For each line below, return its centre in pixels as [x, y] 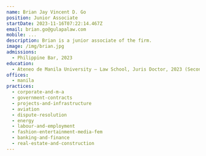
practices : [20, 87]
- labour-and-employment [44, 127]
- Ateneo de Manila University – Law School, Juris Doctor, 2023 [97, 69]
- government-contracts [42, 98]
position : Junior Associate [42, 18]
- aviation [26, 109]
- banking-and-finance [41, 138]
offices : [17, 75]
